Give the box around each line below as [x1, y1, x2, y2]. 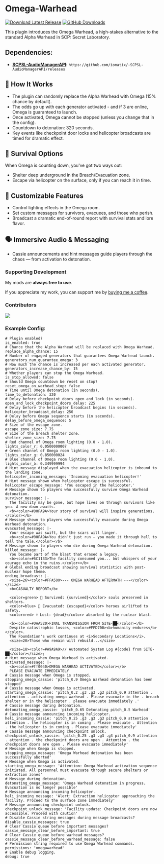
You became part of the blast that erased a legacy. [9, 552, 120, 557]
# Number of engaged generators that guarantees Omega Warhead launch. [5, 353, 155, 358]
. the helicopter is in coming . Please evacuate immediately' [5, 724, 137, 729]
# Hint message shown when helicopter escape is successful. [5, 478, 133, 484]
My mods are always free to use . [5, 280, 73, 286]
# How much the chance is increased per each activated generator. [5, 362, 146, 367]
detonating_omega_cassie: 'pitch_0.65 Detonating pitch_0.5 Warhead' [5, 707, 151, 712]
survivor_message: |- [5, 495, 50, 501]
